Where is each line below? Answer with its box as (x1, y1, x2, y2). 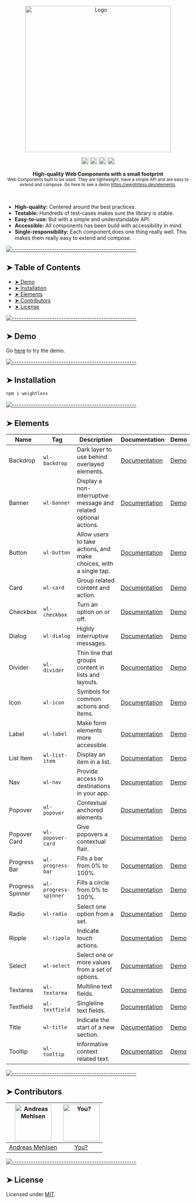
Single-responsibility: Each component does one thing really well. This (14, 228, 187, 235)
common (76, 695, 101, 703)
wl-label (43, 731, 68, 737)
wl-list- (43, 752, 68, 759)
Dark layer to (76, 445, 112, 453)
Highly (76, 625, 95, 633)
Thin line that (76, 649, 113, 657)
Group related (76, 576, 115, 585)
